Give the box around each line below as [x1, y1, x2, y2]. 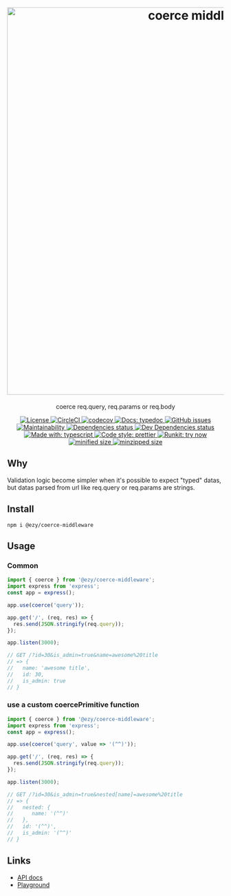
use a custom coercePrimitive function [7, 700, 140, 709]
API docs [16, 873, 43, 882]
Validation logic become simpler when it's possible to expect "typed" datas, [7, 476, 221, 484]
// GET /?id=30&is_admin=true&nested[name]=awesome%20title [7, 791, 184, 798]
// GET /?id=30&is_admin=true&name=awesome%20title [7, 652, 158, 659]
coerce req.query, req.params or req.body [56, 402, 175, 410]
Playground [16, 880, 50, 888]
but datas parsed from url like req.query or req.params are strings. [7, 483, 195, 492]
